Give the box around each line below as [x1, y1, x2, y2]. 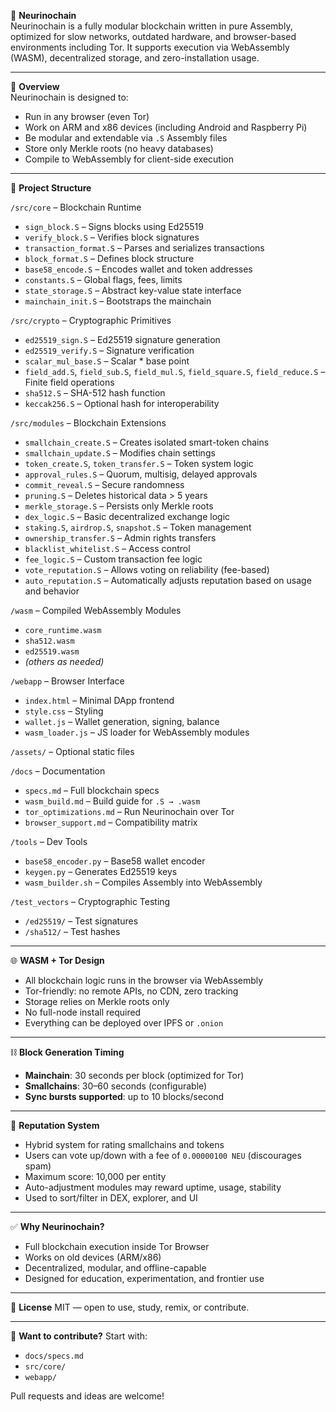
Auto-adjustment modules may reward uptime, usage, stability [24, 1181, 282, 1193]
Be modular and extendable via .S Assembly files [24, 132, 228, 144]
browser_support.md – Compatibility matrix [24, 816, 198, 828]
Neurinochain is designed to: [10, 91, 129, 103]
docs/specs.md [24, 1351, 84, 1361]
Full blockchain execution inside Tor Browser [24, 1241, 210, 1252]
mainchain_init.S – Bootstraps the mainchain [24, 295, 212, 307]
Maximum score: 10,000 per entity [24, 1171, 167, 1182]
